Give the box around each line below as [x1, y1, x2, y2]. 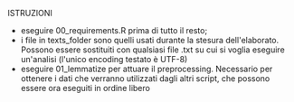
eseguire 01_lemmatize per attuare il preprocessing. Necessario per [20, 63, 273, 74]
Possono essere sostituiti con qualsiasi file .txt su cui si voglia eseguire [20, 44, 285, 55]
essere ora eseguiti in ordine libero [20, 83, 150, 93]
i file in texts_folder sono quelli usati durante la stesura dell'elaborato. [20, 35, 280, 45]
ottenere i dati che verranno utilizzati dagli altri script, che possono [20, 73, 270, 84]
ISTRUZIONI [7, 8, 52, 18]
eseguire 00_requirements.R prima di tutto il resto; [20, 25, 208, 35]
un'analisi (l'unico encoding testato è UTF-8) [20, 54, 188, 64]
